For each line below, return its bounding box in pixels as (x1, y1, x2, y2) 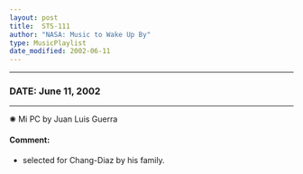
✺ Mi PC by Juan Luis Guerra (9, 114, 118, 124)
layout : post (9, 13, 59, 23)
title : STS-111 (9, 22, 70, 31)
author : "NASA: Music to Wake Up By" (9, 30, 151, 39)
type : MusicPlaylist (9, 38, 87, 48)
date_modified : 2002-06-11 (9, 47, 111, 56)
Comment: (9, 134, 50, 145)
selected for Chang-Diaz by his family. (22, 154, 165, 165)
